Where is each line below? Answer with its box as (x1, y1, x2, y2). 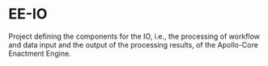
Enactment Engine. (8, 48, 71, 58)
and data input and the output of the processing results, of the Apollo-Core (8, 39, 259, 49)
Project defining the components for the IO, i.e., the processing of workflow (8, 31, 261, 41)
